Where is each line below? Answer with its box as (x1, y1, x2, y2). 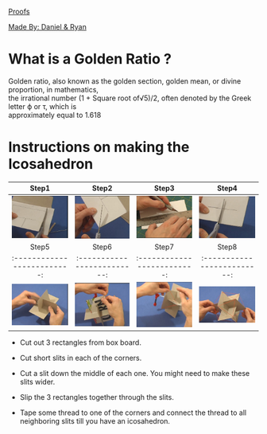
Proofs (8, 7, 30, 16)
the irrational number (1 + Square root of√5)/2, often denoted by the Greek (8, 93, 252, 103)
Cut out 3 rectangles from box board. (19, 338, 141, 347)
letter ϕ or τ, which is (8, 101, 77, 111)
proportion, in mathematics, (8, 84, 99, 94)
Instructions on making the (8, 139, 190, 156)
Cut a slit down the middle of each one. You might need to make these (19, 368, 250, 377)
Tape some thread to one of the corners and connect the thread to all (19, 408, 247, 417)
